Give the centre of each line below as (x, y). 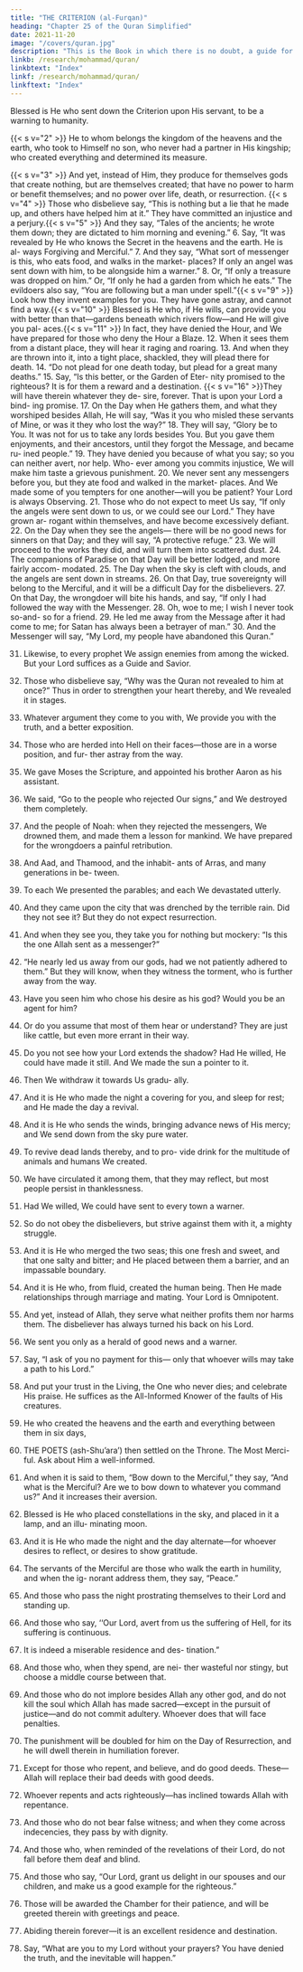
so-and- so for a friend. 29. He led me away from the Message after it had (148, 617)
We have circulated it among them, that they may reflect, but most (146, 1179)
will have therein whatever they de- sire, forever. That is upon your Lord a (147, 395)
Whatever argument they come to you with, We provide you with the (150, 717)
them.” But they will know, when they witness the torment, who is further (158, 971)
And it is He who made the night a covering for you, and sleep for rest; (154, 1097)
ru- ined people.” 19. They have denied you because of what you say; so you (152, 453)
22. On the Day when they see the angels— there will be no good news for (148, 530)
